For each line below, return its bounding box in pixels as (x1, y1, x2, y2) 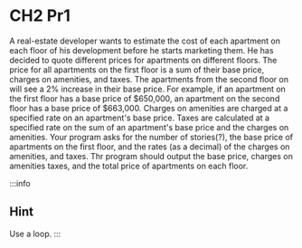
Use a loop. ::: (9, 228, 61, 239)
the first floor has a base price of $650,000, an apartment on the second (9, 92, 280, 104)
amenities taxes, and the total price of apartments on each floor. (9, 160, 249, 171)
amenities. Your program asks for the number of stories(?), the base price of (9, 131, 294, 142)
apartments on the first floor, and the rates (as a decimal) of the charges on (9, 141, 290, 152)
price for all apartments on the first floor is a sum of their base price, (9, 64, 265, 75)
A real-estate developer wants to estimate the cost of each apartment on (9, 35, 281, 46)
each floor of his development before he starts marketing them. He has (9, 44, 274, 55)
